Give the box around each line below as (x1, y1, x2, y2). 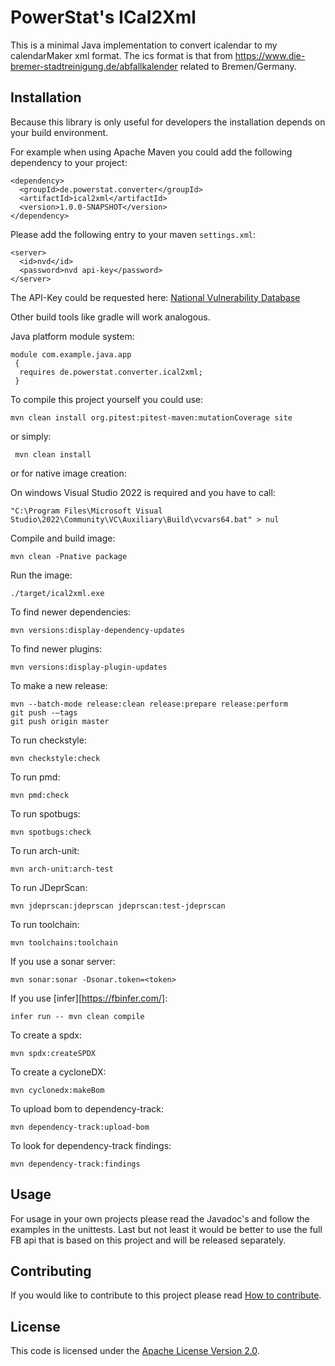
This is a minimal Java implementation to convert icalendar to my (10, 39, 278, 51)
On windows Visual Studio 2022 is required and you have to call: (10, 486, 276, 498)
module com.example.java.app (10, 349, 132, 360)
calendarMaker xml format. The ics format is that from (10, 49, 233, 61)
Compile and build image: (10, 532, 116, 544)
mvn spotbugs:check (10, 827, 92, 837)
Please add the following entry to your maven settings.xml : (10, 228, 257, 240)
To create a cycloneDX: (10, 1066, 107, 1078)
